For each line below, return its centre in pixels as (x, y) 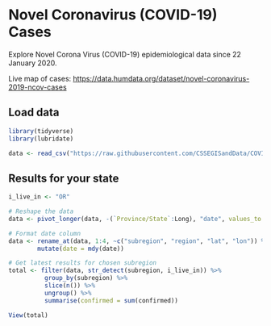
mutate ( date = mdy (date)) (81, 249)
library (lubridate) (41, 139)
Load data (34, 113)
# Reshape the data (41, 211)
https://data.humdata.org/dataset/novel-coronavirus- (161, 78)
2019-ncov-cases (38, 87)
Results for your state (64, 178)
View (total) (28, 315)
